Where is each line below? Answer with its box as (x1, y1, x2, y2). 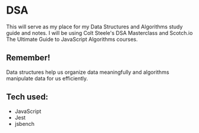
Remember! (6, 53, 50, 63)
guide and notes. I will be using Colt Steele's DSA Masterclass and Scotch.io (6, 29, 193, 36)
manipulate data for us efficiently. (6, 74, 88, 82)
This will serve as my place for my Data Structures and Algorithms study (6, 23, 183, 30)
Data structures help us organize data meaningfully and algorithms (6, 69, 169, 76)
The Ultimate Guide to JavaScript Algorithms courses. (6, 35, 138, 43)
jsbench (14, 120, 34, 127)
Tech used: (6, 92, 49, 102)
